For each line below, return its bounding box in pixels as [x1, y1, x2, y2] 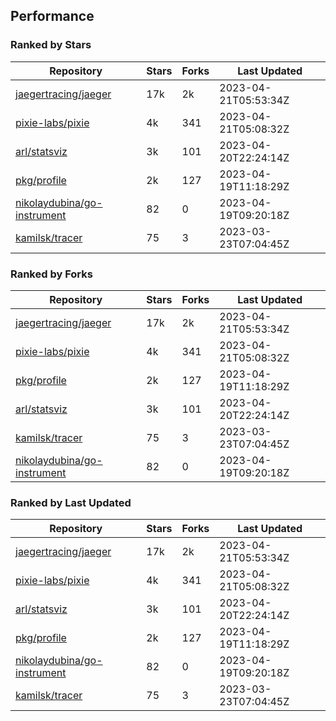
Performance [10, 8, 95, 25]
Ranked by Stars [10, 38, 92, 52]
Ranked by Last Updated [10, 495, 132, 509]
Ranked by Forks [10, 267, 93, 281]
